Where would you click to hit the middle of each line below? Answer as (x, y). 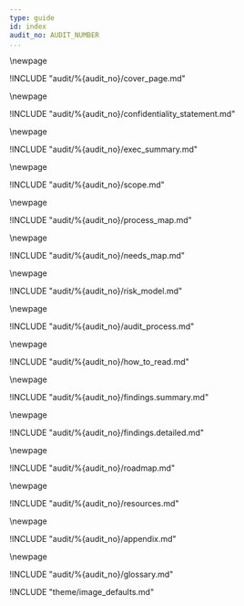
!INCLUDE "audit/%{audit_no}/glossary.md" (91, 574)
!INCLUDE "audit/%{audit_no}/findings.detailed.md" (107, 433)
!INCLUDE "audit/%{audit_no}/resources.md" (94, 504)
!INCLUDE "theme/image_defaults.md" (82, 592)
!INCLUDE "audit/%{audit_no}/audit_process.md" (102, 326)
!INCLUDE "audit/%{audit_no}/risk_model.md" (96, 291)
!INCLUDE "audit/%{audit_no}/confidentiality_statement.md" (122, 114)
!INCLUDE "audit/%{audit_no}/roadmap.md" (92, 468)
